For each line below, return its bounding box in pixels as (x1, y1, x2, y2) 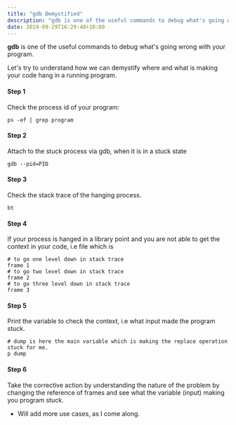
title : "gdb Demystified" (7, 10, 83, 18)
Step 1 (7, 87, 26, 96)
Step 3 (7, 175, 27, 183)
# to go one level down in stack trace (7, 256, 124, 263)
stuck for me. (7, 344, 49, 351)
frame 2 (7, 275, 30, 282)
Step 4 (7, 219, 27, 228)
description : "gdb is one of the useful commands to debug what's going (7, 17, 225, 24)
